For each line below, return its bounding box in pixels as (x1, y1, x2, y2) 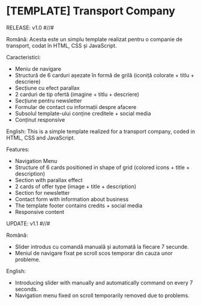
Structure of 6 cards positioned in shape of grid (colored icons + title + (14, 164, 190, 171)
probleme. (14, 256, 41, 263)
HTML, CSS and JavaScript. (6, 134, 76, 141)
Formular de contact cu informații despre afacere (14, 103, 137, 110)
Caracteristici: (6, 53, 41, 61)
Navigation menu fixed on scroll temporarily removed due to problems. (14, 292, 190, 299)
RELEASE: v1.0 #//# (6, 24, 54, 31)
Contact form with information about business (14, 195, 129, 203)
